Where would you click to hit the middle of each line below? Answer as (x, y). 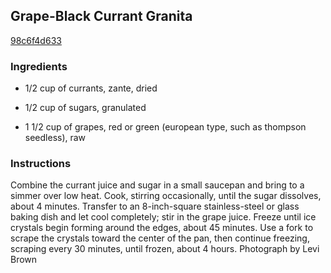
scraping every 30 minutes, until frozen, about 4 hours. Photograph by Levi (165, 249)
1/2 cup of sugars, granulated (85, 108)
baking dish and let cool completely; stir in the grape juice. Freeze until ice (163, 217)
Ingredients (39, 66)
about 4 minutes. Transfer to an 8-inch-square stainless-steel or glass (155, 206)
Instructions (41, 164)
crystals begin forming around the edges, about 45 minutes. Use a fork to (162, 228)
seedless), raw (55, 138)
